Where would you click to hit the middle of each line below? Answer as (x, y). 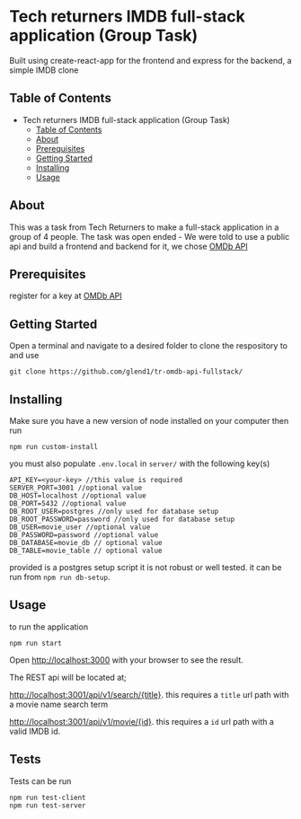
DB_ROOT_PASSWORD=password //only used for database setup (122, 519)
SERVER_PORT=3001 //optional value (76, 488)
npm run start (36, 643)
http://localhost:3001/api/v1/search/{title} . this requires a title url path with (149, 694)
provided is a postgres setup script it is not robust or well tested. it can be (146, 567)
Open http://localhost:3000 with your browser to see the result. (127, 660)
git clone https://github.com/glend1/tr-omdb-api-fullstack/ (126, 372)
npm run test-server (48, 806)
